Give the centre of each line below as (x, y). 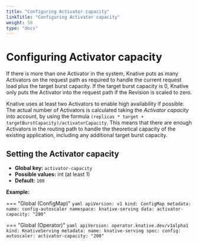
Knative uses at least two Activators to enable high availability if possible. (95, 104)
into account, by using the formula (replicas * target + (75, 116)
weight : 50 (20, 22)
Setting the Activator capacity (63, 154)
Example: (18, 192)
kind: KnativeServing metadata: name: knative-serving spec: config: (94, 231)
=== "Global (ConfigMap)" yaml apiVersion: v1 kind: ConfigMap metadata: (99, 203)
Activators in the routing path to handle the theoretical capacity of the (91, 129)
